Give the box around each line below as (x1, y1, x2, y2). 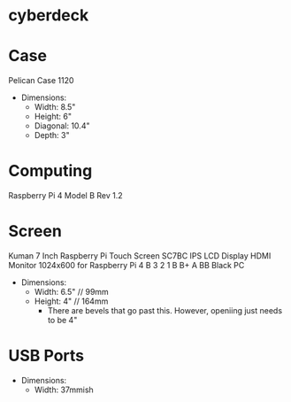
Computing (8, 161, 93, 182)
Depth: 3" (34, 130, 70, 141)
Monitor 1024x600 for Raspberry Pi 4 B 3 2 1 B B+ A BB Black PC (8, 260, 245, 270)
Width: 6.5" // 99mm (34, 287, 110, 297)
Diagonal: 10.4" (34, 120, 90, 131)
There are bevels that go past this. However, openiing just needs (47, 305, 283, 315)
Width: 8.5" (34, 102, 76, 112)
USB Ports (8, 346, 85, 366)
